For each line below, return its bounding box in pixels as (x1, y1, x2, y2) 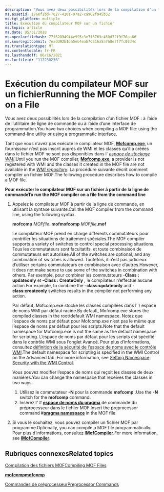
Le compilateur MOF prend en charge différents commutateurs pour (12, 231, 149, 237)
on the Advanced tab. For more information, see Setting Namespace (12, 355, 150, 361)
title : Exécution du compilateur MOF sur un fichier (5, 21, 115, 26)
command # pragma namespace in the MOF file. (19, 410, 117, 416)
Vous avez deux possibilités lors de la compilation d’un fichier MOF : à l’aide (5, 116, 158, 122)
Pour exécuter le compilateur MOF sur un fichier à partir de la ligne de (5, 187, 149, 193)
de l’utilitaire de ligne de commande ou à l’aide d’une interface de (5, 121, 136, 126)
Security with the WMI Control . (12, 360, 74, 366)
